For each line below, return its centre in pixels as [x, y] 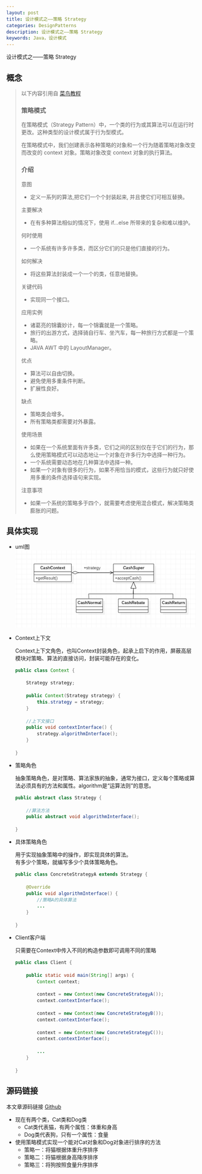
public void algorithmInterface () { [72, 893]
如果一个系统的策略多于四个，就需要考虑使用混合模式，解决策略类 [112, 503]
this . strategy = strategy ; [71, 702]
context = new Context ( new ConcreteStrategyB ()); [100, 1013]
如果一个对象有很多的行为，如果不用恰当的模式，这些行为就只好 [109, 470]
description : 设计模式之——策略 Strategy [55, 32]
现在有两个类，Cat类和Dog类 [51, 1119]
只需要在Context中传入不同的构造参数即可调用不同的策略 [86, 950]
